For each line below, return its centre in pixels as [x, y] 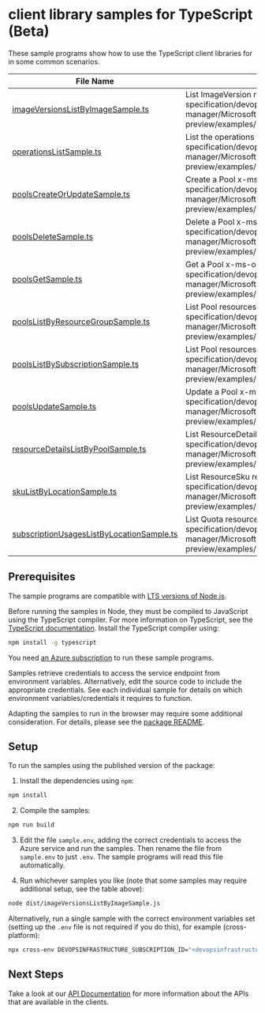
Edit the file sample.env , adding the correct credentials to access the [131, 840]
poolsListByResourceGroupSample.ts [81, 322]
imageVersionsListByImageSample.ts [81, 109]
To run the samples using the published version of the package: [112, 766]
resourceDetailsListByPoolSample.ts [79, 449]
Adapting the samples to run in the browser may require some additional [125, 714]
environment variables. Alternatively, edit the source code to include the [125, 681]
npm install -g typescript [52, 642]
